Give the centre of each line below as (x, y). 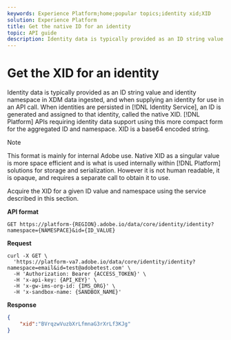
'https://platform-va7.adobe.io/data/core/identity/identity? (104, 262)
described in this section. (43, 199)
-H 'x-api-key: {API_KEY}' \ (55, 280)
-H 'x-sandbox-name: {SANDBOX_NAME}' (68, 292)
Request (20, 243)
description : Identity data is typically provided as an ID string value (115, 39)
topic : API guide (32, 33)
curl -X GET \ (28, 256)
